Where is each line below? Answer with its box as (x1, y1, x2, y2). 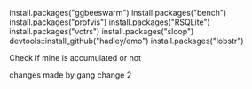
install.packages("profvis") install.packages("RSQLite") (9, 17, 210, 27)
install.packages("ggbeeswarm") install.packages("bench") (9, 8, 227, 18)
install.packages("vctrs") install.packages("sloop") (9, 26, 194, 36)
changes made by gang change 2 (9, 70, 132, 80)
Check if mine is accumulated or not (9, 53, 142, 63)
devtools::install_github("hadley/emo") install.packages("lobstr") (9, 35, 244, 46)
